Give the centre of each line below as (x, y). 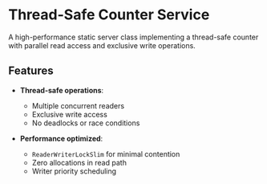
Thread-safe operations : (62, 90)
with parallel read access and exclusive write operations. (102, 45)
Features (31, 71)
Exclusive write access (70, 114)
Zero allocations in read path (79, 162)
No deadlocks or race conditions (86, 123)
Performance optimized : (61, 138)
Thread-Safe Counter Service (109, 15)
